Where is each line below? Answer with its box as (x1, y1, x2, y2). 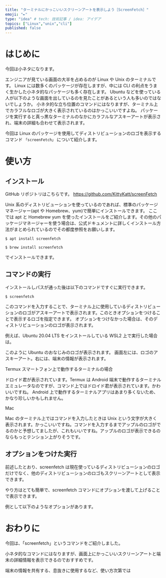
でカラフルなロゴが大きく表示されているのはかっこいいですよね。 (5, 108, 140, 114)
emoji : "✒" (5, 12, 28, 17)
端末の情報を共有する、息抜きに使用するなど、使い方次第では (5, 567, 131, 573)
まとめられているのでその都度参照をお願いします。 (13, 227, 118, 232)
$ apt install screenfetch (5, 236, 61, 241)
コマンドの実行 (5, 270, 51, 279)
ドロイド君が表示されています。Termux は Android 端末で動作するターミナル (5, 376, 162, 382)
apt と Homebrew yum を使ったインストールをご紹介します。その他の (14, 214, 157, 220)
